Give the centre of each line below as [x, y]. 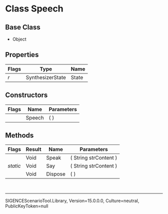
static [14, 166]
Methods [19, 135]
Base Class [23, 27]
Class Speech [34, 9]
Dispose [56, 174]
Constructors [26, 95]
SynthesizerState [46, 77]
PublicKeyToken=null [27, 206]
